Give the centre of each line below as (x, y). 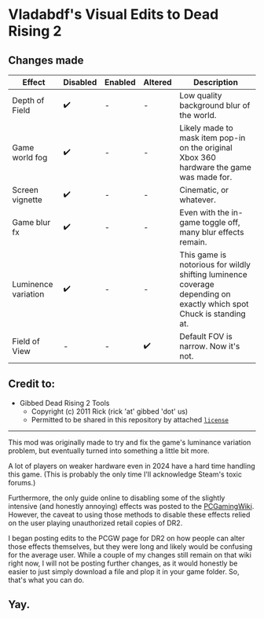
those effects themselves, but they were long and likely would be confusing (130, 546)
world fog (30, 157)
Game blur (31, 222)
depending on (205, 294)
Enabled (120, 82)
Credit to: (32, 384)
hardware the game (215, 167)
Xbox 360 (198, 157)
